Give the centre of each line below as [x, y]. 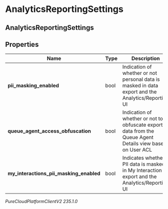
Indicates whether [143, 158]
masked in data [140, 86]
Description [146, 58]
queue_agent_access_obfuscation [49, 131]
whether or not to [143, 119]
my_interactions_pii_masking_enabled [54, 174]
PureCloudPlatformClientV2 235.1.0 [41, 202]
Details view [136, 144]
